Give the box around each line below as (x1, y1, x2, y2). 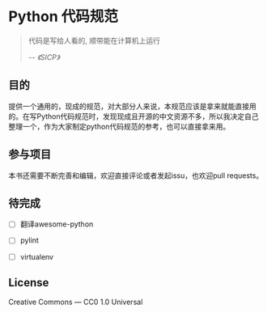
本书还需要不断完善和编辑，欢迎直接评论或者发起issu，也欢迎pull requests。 (8, 171, 264, 180)
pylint (19, 235, 39, 245)
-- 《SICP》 (28, 52, 61, 61)
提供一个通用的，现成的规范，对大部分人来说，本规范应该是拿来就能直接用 (8, 101, 256, 111)
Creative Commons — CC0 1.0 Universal (8, 297, 143, 307)
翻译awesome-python (19, 219, 94, 229)
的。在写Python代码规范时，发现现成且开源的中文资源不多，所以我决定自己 (8, 111, 259, 121)
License (8, 276, 49, 290)
